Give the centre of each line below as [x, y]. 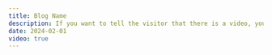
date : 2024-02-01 [38, 31]
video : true [28, 38]
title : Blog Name [38, 16]
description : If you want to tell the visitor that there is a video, [130, 23]
